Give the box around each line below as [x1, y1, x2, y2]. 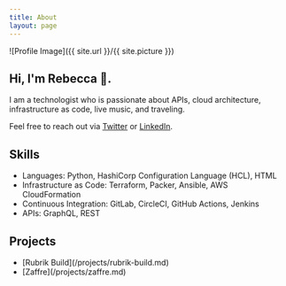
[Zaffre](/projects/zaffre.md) [21, 267, 127, 277]
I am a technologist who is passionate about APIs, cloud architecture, [9, 95, 261, 105]
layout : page [9, 21, 58, 30]
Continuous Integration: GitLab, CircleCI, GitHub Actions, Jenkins [21, 198, 259, 209]
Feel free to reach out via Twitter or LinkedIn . [9, 121, 174, 132]
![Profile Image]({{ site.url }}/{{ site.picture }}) [9, 45, 174, 56]
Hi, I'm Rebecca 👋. [9, 71, 112, 86]
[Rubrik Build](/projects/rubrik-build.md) [21, 257, 170, 267]
